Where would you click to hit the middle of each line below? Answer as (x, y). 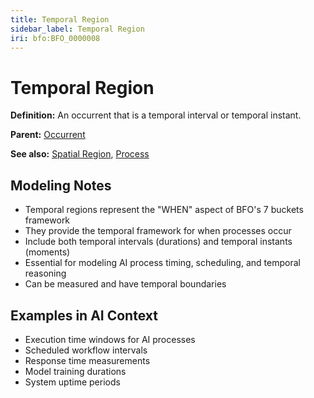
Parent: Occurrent (48, 135)
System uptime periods (72, 382)
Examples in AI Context (84, 315)
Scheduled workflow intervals (86, 350)
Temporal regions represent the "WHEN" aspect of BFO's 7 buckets (164, 210)
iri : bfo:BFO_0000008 (55, 38)
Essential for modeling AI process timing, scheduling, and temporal (162, 263)
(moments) (47, 252)
